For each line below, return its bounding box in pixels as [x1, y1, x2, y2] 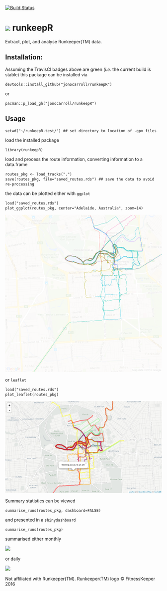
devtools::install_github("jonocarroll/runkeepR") [5, 82, 112, 87]
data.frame [5, 161, 28, 167]
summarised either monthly [5, 536, 61, 542]
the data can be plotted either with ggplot [5, 190, 90, 197]
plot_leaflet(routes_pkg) [5, 392, 59, 397]
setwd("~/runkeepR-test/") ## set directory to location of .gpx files [5, 128, 157, 133]
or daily [5, 556, 21, 562]
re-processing [5, 182, 35, 187]
